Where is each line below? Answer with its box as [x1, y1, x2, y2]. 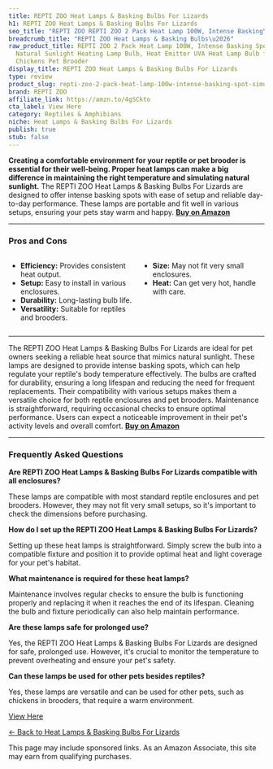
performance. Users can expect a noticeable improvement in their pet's [8, 412, 248, 422]
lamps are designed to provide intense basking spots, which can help [8, 360, 240, 370]
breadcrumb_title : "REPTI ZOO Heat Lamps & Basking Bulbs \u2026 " [8, 34, 234, 43]
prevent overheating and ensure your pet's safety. [8, 656, 176, 666]
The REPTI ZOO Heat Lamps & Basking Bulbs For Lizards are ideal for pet [8, 343, 253, 352]
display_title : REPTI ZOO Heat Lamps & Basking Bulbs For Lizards [8, 65, 238, 73]
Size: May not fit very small [152, 260, 245, 270]
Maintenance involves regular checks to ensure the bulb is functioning [8, 589, 244, 599]
